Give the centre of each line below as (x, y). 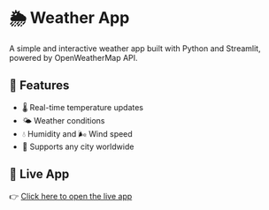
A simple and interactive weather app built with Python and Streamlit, (135, 48)
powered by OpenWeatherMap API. (74, 57)
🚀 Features (39, 86)
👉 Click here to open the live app (71, 196)
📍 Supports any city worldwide (78, 146)
